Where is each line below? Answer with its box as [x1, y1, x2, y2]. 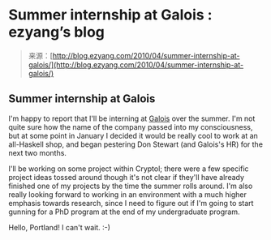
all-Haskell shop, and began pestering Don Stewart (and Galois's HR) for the [8, 139, 264, 149]
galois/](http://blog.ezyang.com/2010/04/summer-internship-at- [28, 59, 244, 70]
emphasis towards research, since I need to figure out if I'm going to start [8, 198, 254, 208]
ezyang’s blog [8, 23, 105, 41]
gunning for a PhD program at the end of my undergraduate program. [8, 207, 240, 216]
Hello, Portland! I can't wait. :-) [8, 222, 111, 232]
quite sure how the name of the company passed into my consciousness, [8, 122, 253, 131]
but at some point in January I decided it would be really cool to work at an [8, 131, 258, 140]
